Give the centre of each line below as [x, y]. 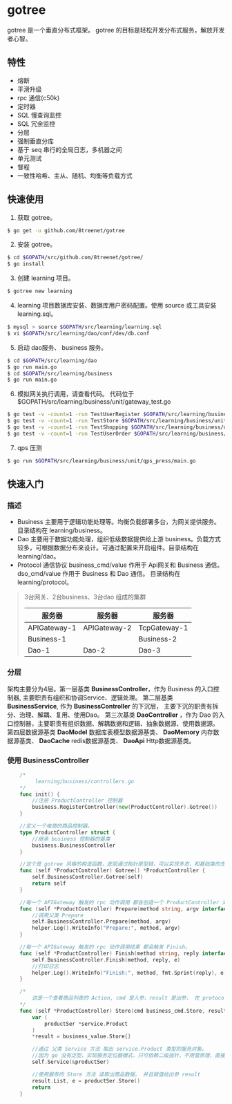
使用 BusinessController [48, 760]
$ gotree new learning [40, 291]
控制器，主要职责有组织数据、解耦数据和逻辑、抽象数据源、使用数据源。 [116, 723]
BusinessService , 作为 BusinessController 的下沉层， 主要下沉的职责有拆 [113, 706]
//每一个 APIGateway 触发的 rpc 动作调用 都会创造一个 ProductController [119, 902]
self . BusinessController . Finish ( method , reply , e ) [106, 960]
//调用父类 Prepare [58, 915]
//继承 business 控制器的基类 [71, 839]
